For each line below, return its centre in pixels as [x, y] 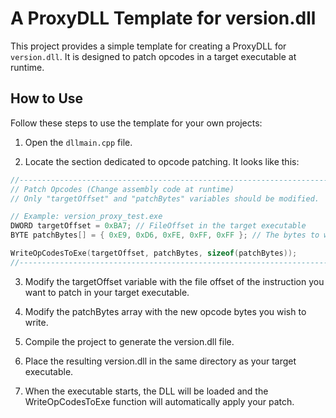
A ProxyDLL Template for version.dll [163, 18]
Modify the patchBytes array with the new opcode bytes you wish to [165, 311]
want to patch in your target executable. [107, 292]
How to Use [47, 98]
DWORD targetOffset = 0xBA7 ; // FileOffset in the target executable [158, 226]
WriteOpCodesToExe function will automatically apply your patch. [159, 401]
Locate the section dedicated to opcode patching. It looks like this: [162, 161]
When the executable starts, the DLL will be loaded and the [146, 391]
